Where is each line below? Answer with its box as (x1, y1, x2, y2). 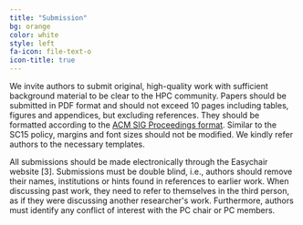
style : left (9, 38, 55, 48)
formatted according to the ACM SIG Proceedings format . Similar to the (9, 119, 277, 130)
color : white (9, 30, 59, 39)
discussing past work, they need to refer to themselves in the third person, (9, 186, 290, 196)
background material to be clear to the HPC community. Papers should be (9, 90, 287, 101)
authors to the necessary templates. (9, 138, 145, 149)
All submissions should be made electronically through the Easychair (9, 157, 268, 167)
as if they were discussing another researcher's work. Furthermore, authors (9, 195, 294, 206)
